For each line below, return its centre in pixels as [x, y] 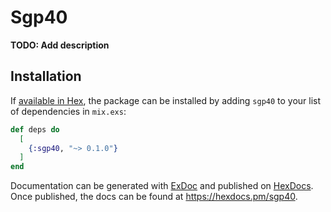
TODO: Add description [60, 45]
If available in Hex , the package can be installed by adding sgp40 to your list [166, 100]
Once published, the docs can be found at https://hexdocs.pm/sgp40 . [154, 197]
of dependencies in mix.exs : [68, 111]
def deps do [35, 129]
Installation [46, 76]
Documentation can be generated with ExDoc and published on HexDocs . [162, 186]
